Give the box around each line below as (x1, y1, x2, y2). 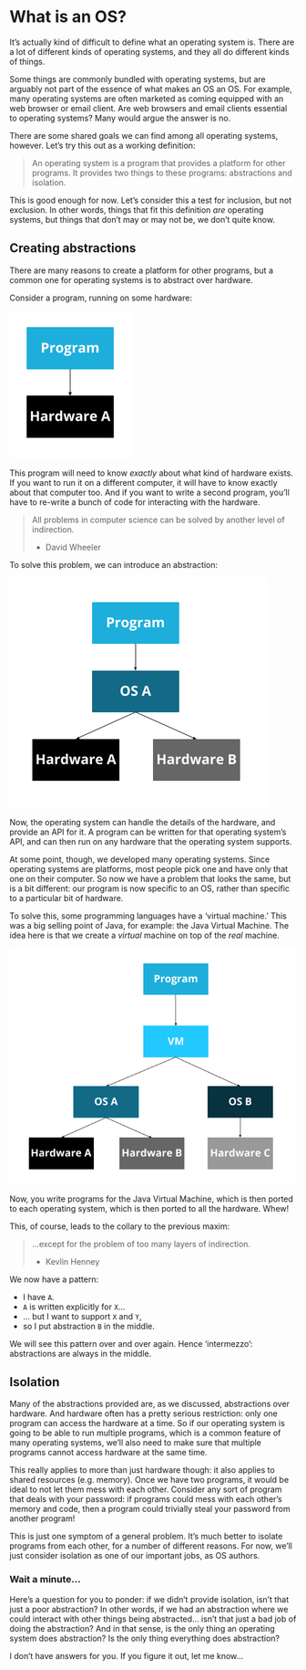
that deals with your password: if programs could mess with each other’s (9, 1494, 282, 1505)
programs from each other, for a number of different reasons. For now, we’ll (9, 1540, 293, 1551)
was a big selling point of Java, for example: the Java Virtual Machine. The (9, 919, 290, 930)
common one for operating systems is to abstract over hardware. (9, 274, 253, 285)
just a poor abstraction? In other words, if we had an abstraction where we (9, 1603, 289, 1614)
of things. (9, 56, 46, 67)
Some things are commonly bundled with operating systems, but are (9, 73, 266, 84)
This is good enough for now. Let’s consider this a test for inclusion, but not (9, 194, 292, 205)
